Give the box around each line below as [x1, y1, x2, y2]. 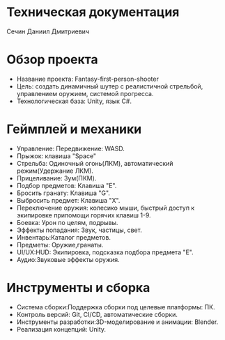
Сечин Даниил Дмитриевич [6, 27, 90, 36]
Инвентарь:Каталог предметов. [16, 233, 111, 241]
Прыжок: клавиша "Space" [16, 151, 97, 160]
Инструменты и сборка [6, 280, 150, 295]
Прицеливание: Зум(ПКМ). [16, 173, 97, 182]
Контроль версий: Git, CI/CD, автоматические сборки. [16, 310, 178, 318]
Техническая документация [6, 4, 180, 20]
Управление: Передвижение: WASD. [16, 144, 125, 153]
